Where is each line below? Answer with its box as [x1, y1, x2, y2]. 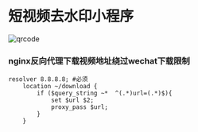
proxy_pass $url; [50, 103, 109, 111]
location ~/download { [22, 83, 98, 91]
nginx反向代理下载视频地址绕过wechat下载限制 [8, 55, 191, 66]
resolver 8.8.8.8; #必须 [8, 76, 88, 83]
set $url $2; [50, 96, 94, 104]
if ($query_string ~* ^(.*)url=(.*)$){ [37, 89, 173, 98]
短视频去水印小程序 [8, 7, 134, 25]
